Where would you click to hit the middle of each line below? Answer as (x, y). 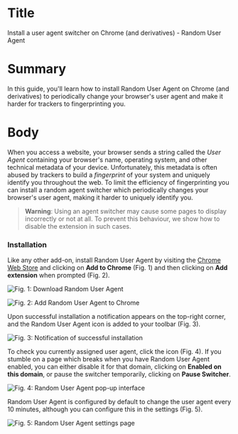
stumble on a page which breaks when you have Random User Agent (108, 359)
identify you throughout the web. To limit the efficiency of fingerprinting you (118, 182)
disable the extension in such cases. (78, 226)
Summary (37, 69)
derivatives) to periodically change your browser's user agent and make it (115, 96)
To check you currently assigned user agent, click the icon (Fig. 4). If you (114, 352)
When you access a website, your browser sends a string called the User (114, 152)
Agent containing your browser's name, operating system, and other (107, 159)
